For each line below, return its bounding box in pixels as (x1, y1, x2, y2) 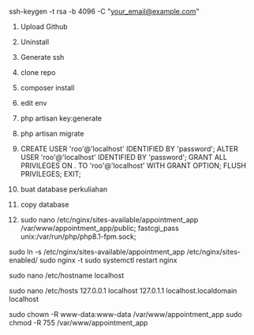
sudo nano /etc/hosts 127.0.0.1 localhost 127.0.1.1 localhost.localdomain (9, 286, 237, 295)
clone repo (20, 68, 56, 77)
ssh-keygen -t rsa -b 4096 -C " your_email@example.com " (9, 7, 200, 16)
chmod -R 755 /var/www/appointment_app (9, 318, 148, 327)
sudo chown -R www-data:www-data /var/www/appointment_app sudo (9, 310, 243, 318)
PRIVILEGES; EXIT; (20, 169, 81, 178)
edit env (20, 99, 47, 107)
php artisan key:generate (20, 114, 103, 123)
